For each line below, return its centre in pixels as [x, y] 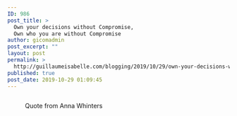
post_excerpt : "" [33, 47]
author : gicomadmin [36, 40]
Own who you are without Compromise [67, 34]
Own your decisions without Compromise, [74, 27]
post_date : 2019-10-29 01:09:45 [55, 80]
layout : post [26, 54]
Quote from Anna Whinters [64, 106]
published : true [31, 73]
